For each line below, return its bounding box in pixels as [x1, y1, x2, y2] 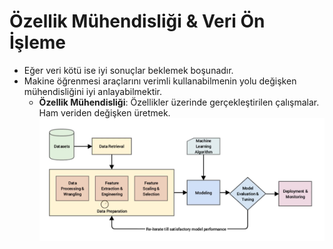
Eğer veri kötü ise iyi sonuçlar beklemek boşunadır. [23, 64, 234, 76]
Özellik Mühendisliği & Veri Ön [9, 10, 266, 33]
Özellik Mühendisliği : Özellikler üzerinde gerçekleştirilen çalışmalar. [38, 96, 320, 108]
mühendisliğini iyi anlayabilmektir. [23, 85, 163, 97]
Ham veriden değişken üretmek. [38, 106, 171, 119]
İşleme [9, 31, 67, 54]
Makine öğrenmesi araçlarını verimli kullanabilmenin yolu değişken [23, 75, 297, 87]
